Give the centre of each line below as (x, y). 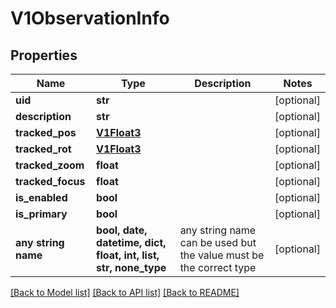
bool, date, (122, 230)
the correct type (218, 267)
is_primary (41, 214)
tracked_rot (43, 149)
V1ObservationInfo (90, 18)
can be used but (218, 242)
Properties (44, 55)
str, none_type (131, 267)
